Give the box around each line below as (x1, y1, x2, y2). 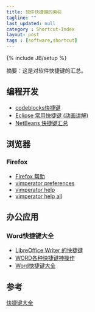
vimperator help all (15, 192, 63, 200)
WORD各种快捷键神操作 (15, 254, 75, 262)
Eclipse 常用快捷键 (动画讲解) (15, 112, 89, 119)
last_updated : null (6, 20, 56, 26)
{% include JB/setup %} (6, 55, 67, 61)
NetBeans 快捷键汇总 (15, 119, 69, 126)
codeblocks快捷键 (15, 104, 61, 111)
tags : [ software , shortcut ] (6, 37, 78, 44)
